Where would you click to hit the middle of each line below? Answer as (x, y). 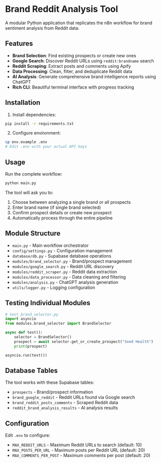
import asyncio (21, 319)
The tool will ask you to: (29, 192)
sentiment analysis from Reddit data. (42, 28)
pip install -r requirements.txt (40, 124)
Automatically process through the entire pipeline (62, 218)
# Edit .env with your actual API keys (46, 147)
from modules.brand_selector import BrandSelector (58, 324)
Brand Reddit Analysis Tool (62, 9)
